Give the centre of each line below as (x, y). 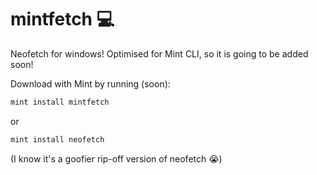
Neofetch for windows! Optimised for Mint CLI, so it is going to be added (159, 53)
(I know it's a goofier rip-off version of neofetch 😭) (116, 158)
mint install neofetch (57, 139)
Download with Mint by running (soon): (90, 83)
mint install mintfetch (60, 102)
